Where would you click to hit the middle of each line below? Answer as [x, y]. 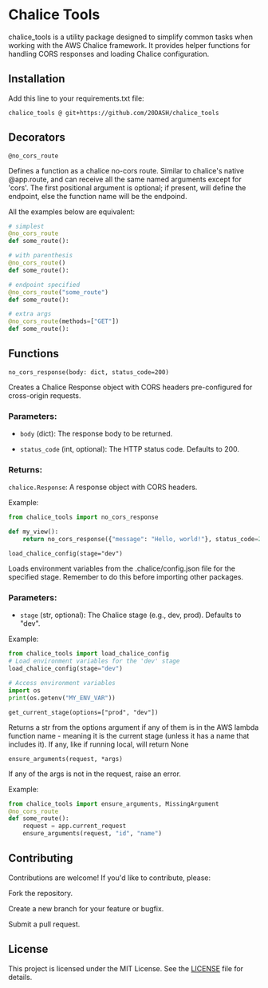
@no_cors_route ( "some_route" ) [59, 292]
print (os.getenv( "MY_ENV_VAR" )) [62, 698]
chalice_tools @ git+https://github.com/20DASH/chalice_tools [114, 113]
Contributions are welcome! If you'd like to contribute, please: [110, 878]
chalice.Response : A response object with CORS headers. [103, 487]
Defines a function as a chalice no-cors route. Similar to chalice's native [126, 170]
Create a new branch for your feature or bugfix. [86, 908]
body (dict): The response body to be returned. [96, 434]
